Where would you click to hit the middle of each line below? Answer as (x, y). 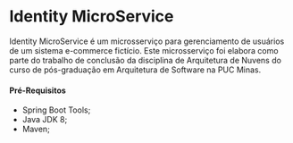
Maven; (36, 129)
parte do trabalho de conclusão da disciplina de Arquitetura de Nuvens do (145, 60)
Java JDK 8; (45, 120)
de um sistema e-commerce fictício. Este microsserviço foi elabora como (144, 50)
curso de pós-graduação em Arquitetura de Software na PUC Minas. (135, 70)
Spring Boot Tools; (56, 110)
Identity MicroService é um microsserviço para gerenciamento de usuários (147, 41)
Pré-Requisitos (38, 90)
